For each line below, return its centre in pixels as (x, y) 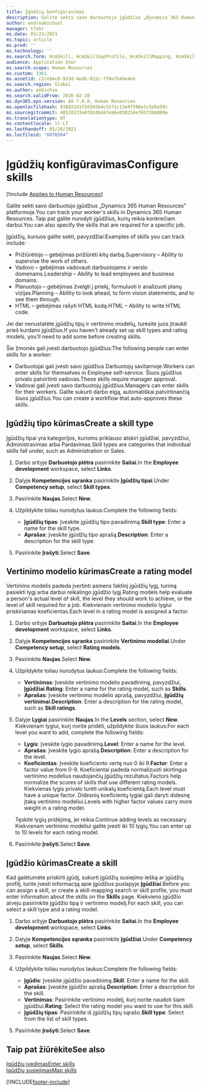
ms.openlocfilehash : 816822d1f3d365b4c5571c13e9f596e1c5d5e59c (87, 107)
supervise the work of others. (51, 261)
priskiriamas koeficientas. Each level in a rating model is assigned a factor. (98, 612)
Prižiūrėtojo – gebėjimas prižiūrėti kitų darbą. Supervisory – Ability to (99, 254)
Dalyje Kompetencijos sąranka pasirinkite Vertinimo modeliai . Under (100, 641)
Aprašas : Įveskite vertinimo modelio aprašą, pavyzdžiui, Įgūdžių (104, 695)
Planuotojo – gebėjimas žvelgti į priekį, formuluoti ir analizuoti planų (98, 286)
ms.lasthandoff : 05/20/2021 (41, 129)
